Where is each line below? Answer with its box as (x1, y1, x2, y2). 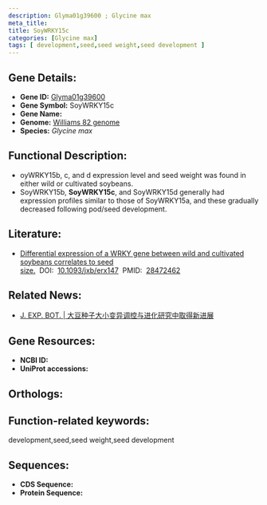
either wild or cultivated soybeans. (19, 179, 134, 188)
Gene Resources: (8, 334, 96, 348)
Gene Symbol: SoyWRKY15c (19, 101, 114, 110)
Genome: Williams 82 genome (19, 117, 120, 127)
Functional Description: (8, 149, 128, 163)
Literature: (8, 227, 62, 241)
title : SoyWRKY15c (8, 26, 69, 34)
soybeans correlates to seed (19, 257, 114, 266)
